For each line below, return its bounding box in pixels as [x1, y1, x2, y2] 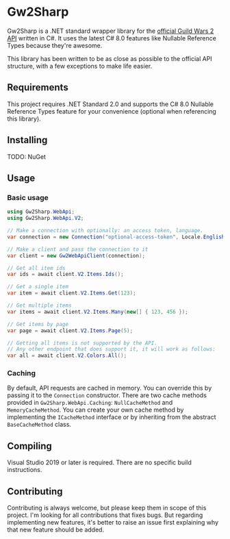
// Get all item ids [7, 264, 66, 271]
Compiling [7, 440, 53, 452]
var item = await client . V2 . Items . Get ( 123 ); [7, 290, 136, 297]
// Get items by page [7, 321, 69, 327]
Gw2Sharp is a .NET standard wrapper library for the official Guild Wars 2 [7, 27, 214, 35]
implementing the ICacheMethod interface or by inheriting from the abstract [7, 413, 216, 421]
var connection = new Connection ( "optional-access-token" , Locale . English [7, 234, 225, 240]
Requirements [7, 82, 68, 93]
